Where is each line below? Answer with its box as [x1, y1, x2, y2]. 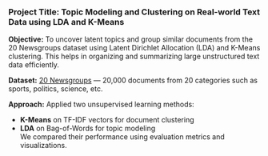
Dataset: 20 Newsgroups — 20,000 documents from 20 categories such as [8, 75, 258, 86]
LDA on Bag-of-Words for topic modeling [19, 123, 156, 134]
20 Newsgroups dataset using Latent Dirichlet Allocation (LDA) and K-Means [8, 43, 261, 53]
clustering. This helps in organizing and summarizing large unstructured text [8, 51, 260, 62]
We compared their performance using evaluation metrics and [19, 132, 226, 142]
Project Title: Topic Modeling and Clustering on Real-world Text [8, 6, 261, 18]
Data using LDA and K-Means [8, 16, 125, 27]
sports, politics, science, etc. [8, 84, 103, 94]
